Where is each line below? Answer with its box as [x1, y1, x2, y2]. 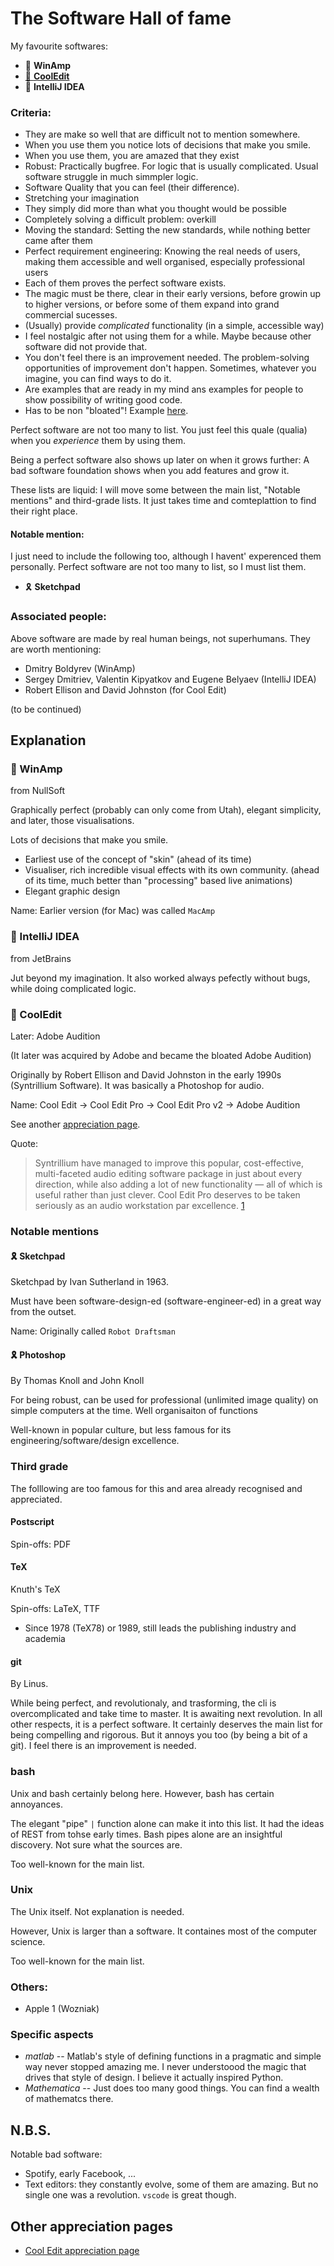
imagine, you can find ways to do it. [24, 373, 172, 385]
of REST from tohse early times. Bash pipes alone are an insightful [10, 1828, 283, 1840]
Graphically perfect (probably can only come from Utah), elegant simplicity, [10, 804, 322, 816]
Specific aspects [10, 2028, 94, 2042]
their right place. [10, 505, 78, 517]
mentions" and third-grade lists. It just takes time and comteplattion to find [10, 495, 317, 507]
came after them [24, 235, 93, 247]
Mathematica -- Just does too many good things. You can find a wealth [24, 2082, 320, 2094]
